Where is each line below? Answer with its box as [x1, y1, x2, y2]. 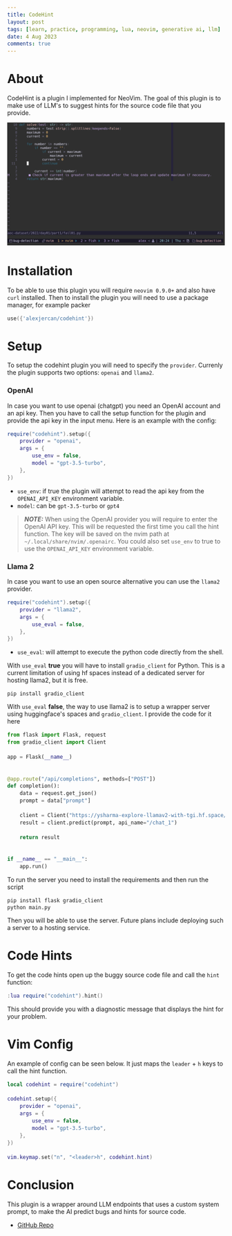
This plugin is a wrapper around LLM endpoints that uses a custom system [7, 1200, 220, 1208]
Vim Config [7, 1036, 74, 1052]
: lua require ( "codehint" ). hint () [7, 992, 104, 999]
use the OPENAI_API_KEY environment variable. [23, 544, 154, 553]
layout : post [7, 18, 45, 26]
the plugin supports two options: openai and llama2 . [7, 368, 154, 377]
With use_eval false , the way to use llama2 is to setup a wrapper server [7, 703, 211, 711]
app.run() [19, 863, 48, 870]
